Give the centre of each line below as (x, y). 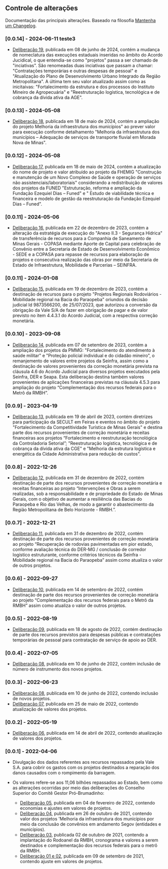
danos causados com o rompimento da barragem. (64, 773)
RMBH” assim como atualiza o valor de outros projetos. (69, 605)
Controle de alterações (42, 8)
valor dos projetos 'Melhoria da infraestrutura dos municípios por (87, 819)
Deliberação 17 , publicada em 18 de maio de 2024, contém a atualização (87, 166)
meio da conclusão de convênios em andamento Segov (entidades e (90, 824)
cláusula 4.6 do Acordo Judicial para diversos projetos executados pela (86, 371)
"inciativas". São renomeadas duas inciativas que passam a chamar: (83, 66)
